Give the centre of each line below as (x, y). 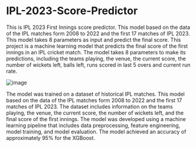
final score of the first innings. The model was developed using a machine (96, 119)
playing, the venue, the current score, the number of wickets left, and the (95, 113)
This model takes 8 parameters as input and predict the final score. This (94, 40)
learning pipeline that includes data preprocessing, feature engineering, (93, 125)
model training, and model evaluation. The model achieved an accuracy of (96, 132)
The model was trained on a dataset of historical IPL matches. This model (95, 94)
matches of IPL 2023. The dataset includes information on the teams (89, 106)
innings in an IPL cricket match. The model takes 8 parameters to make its (96, 52)
